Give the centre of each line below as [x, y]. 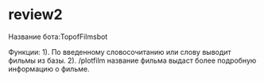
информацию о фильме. [49, 68]
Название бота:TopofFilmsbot [58, 37]
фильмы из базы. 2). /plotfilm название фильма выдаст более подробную [132, 60]
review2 [36, 15]
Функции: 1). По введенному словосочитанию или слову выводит [120, 52]
